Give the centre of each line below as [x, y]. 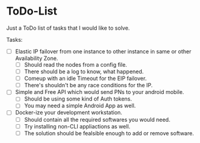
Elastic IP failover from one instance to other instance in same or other [103, 51]
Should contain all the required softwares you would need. [97, 119]
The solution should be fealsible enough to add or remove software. [109, 133]
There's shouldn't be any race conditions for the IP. [88, 85]
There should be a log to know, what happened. [84, 71]
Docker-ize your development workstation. [69, 113]
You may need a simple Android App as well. [80, 106]
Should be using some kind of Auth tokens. [78, 99]
